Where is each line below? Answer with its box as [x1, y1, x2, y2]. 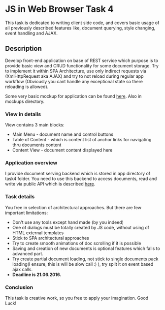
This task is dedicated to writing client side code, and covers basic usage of [5, 20, 160, 26]
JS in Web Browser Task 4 [5, 3, 114, 15]
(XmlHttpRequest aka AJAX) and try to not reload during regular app [5, 73, 144, 79]
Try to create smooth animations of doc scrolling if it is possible [12, 240, 141, 246]
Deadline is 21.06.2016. [12, 272, 62, 278]
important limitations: [5, 210, 48, 216]
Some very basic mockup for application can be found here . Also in [5, 93, 142, 99]
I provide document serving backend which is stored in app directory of [5, 171, 151, 177]
